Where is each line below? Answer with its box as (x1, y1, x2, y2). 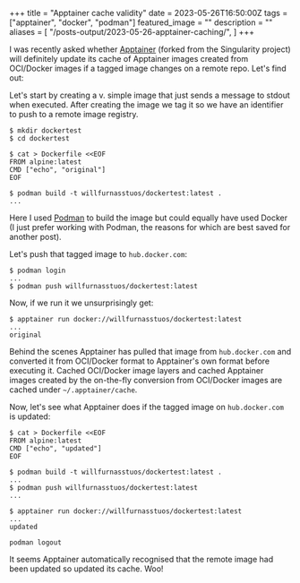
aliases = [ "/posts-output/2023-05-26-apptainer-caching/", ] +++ (9, 27, 255, 37)
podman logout (9, 538, 63, 547)
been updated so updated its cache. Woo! (9, 563, 164, 574)
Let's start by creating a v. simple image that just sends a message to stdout (9, 90, 291, 100)
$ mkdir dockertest (9, 126, 82, 135)
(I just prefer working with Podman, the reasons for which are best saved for (9, 222, 291, 232)
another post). (9, 232, 62, 242)
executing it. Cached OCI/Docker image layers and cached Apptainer (9, 365, 264, 375)
